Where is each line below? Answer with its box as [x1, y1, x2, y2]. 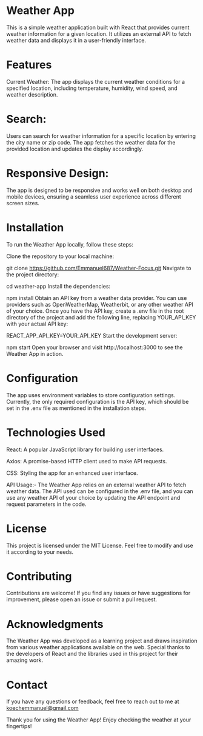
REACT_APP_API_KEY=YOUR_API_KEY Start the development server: [6, 332, 178, 339]
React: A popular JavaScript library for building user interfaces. [6, 446, 164, 453]
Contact [6, 678, 48, 692]
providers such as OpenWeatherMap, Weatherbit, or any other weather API [6, 301, 194, 308]
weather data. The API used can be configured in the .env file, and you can [6, 487, 194, 495]
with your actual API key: [6, 320, 68, 327]
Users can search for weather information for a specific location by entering [6, 132, 196, 140]
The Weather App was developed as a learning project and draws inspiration [6, 637, 198, 644]
